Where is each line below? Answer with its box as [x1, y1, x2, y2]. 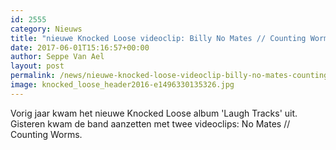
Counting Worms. [10, 128, 83, 140]
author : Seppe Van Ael [10, 52, 105, 62]
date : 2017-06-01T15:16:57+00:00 [10, 42, 150, 53]
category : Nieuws [10, 24, 83, 34]
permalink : [10, 71, 56, 81]
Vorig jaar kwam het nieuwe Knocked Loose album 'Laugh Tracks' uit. [10, 107, 298, 119]
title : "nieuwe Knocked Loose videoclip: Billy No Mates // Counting [10, 33, 307, 43]
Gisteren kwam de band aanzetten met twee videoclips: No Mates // [10, 117, 291, 130]
